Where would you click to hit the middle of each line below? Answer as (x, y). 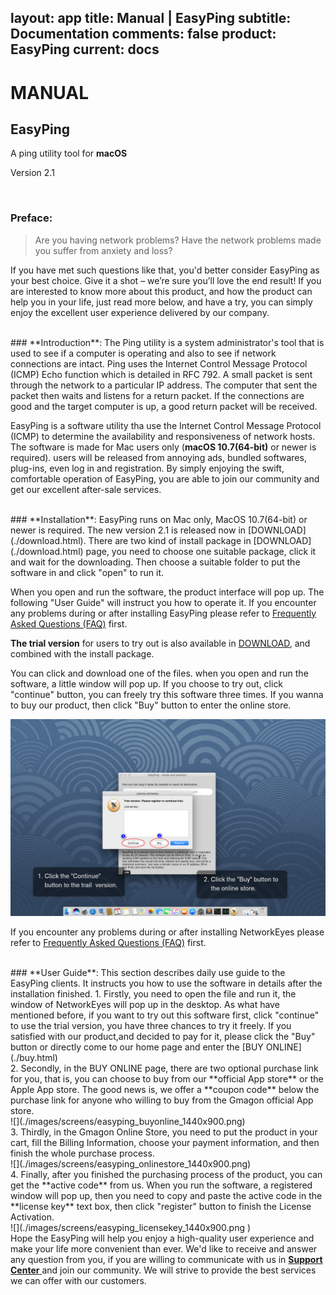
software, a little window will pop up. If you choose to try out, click (147, 683)
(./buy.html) (34, 1057)
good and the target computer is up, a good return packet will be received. (164, 406)
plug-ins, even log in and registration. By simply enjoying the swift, (147, 468)
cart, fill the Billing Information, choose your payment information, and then (165, 1142)
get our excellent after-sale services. (86, 489)
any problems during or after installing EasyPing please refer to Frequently (163, 613)
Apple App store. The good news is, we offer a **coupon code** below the (165, 1089)
